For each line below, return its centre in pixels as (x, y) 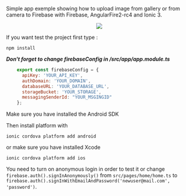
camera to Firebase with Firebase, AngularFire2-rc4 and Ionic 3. (84, 15)
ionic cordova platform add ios (46, 158)
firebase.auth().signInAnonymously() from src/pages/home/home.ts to (92, 175)
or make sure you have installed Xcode (53, 148)
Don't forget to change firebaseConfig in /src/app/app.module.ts (88, 59)
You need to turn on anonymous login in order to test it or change (86, 169)
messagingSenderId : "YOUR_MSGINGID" (67, 97)
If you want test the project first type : (52, 37)
